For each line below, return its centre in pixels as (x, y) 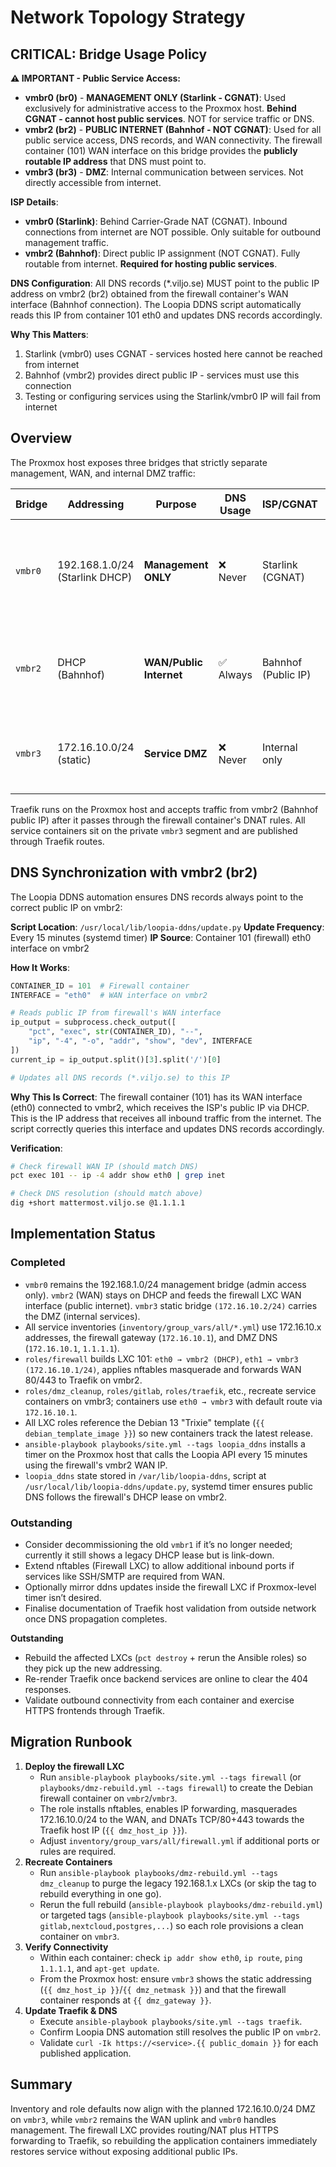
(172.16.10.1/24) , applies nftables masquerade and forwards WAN (163, 1369)
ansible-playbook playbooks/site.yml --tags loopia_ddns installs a (165, 1443)
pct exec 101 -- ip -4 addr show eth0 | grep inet (118, 1176)
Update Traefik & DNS (71, 2010)
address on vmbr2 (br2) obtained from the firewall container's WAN (149, 294)
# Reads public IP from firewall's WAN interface (116, 1013)
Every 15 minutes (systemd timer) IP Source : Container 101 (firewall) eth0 (161, 937)
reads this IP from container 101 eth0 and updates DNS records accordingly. (166, 315)
